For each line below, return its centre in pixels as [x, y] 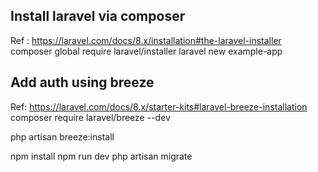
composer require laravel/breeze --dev [90, 117]
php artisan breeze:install [62, 136]
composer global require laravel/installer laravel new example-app [146, 51]
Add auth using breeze [82, 82]
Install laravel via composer [98, 16]
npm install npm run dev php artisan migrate [101, 156]
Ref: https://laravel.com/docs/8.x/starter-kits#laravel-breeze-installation [159, 106]
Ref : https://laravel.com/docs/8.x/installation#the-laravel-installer [146, 40]
